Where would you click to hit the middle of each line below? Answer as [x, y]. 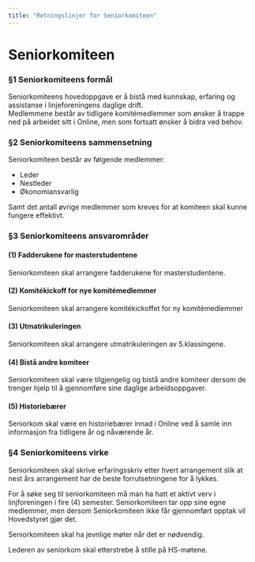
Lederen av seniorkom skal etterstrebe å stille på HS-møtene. [108, 549]
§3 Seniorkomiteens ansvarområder [79, 236]
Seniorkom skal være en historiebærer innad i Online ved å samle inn [120, 423]
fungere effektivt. [36, 215]
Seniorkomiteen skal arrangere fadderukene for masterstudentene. [117, 272]
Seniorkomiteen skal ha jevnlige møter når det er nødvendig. [106, 534]
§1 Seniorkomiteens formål [60, 79]
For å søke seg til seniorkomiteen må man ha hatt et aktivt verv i [112, 494]
